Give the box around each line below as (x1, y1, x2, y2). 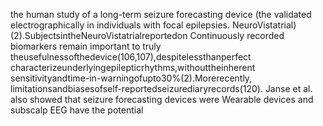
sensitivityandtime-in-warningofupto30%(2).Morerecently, (10, 72, 253, 84)
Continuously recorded (189, 30, 285, 41)
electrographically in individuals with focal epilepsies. (10, 19, 230, 31)
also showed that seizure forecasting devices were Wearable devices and (10, 94, 314, 105)
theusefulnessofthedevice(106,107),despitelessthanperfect (10, 51, 252, 63)
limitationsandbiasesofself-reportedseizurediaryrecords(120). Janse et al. (10, 83, 313, 94)
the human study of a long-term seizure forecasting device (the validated (10, 9, 312, 20)
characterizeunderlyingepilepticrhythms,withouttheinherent (10, 62, 256, 73)
